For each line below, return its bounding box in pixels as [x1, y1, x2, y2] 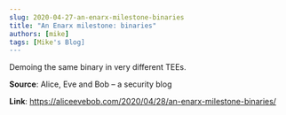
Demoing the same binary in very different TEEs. [9, 62, 187, 73]
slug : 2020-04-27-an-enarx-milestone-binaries [9, 12, 185, 22]
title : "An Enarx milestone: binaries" [9, 21, 157, 30]
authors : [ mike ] [9, 29, 69, 38]
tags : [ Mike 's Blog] [9, 37, 86, 47]
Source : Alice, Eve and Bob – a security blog [9, 79, 172, 89]
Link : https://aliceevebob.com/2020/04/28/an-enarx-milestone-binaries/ [9, 96, 277, 107]
